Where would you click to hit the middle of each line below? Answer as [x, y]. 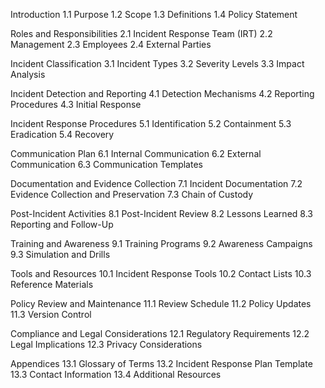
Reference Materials [52, 284]
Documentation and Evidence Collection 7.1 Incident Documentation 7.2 [156, 183]
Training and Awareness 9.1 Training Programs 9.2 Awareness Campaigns [161, 243]
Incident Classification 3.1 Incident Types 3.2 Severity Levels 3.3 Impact [157, 63]
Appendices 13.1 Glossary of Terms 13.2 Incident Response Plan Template [161, 363]
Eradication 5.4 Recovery [62, 134]
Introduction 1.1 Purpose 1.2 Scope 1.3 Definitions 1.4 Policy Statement [154, 14]
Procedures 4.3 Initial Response [76, 104]
